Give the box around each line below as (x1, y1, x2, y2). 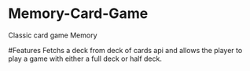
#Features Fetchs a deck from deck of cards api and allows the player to (8, 45, 243, 55)
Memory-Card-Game (8, 5, 149, 23)
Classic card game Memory (8, 30, 97, 40)
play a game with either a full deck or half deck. (8, 54, 163, 63)
